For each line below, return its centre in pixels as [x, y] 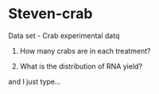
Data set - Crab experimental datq [64, 36]
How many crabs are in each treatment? [85, 51]
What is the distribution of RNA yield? [81, 66]
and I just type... [35, 81]
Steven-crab [50, 14]
